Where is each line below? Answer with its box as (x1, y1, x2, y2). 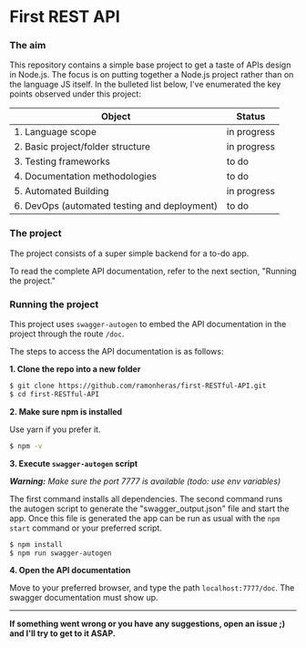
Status (236, 110, 266, 123)
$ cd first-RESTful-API (9, 389, 100, 398)
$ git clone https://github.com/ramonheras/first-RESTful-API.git (9, 381, 267, 391)
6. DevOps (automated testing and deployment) (14, 200, 219, 212)
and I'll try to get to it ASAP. (9, 628, 116, 639)
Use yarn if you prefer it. (9, 424, 101, 435)
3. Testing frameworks (14, 155, 111, 168)
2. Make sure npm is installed (9, 406, 123, 417)
